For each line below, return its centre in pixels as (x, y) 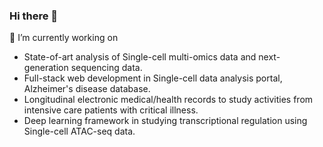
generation (46, 68)
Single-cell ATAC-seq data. (79, 131)
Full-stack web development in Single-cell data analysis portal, (153, 78)
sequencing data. (106, 68)
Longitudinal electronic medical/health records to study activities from (168, 100)
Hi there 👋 (34, 16)
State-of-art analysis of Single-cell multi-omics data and (140, 57)
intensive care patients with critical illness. (111, 110)
